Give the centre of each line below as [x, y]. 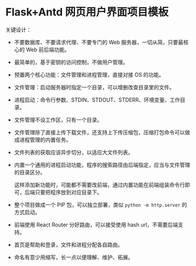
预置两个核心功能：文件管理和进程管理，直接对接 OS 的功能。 [89, 74]
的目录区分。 [30, 172]
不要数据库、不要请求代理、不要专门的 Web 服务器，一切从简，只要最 [99, 42]
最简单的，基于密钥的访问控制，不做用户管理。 [71, 62]
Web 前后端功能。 [48, 49]
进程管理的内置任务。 [45, 140]
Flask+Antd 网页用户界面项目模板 [87, 12]
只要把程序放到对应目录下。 [68, 192]
